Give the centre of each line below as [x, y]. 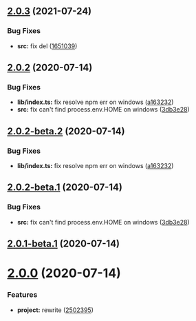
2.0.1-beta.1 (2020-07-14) [64, 244]
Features [22, 295]
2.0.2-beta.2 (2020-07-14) [66, 131]
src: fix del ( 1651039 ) [47, 46]
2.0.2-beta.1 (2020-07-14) [65, 188]
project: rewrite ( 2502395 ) [55, 310]
